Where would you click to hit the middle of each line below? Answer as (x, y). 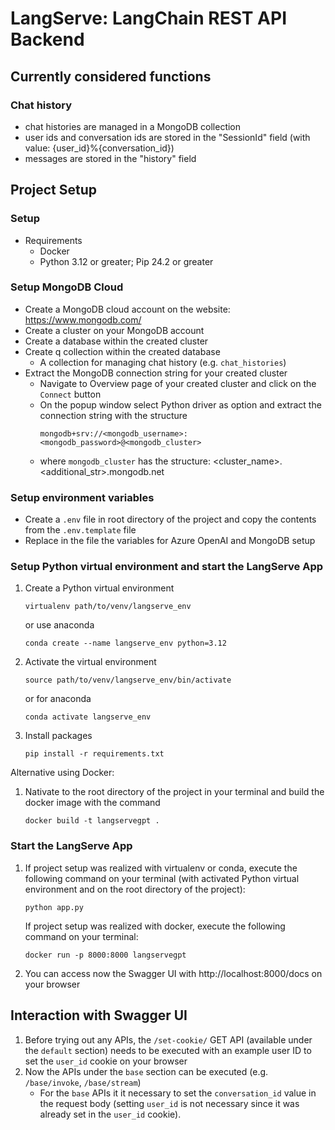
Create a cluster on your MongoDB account (114, 330)
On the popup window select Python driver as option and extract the (180, 404)
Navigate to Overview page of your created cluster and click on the (178, 383)
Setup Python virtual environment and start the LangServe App (167, 567)
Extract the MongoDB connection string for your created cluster (156, 373)
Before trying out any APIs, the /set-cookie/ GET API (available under (168, 1039)
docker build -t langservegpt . (92, 821)
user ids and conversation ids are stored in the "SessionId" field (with (167, 137)
